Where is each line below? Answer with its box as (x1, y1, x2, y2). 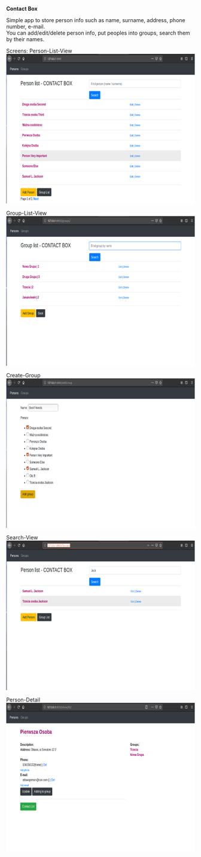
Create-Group (6, 372, 41, 379)
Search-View (6, 534, 38, 541)
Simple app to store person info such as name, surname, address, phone (6, 17, 185, 23)
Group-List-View (6, 209, 47, 216)
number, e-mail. (6, 23, 45, 30)
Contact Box (6, 5, 38, 12)
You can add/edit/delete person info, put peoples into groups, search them (6, 29, 190, 36)
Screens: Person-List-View (6, 47, 72, 54)
